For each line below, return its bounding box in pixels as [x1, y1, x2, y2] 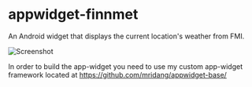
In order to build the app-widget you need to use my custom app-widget [8, 61, 243, 71]
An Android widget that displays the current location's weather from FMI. [8, 31, 245, 41]
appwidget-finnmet [8, 5, 139, 24]
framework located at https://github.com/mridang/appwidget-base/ [8, 70, 227, 79]
